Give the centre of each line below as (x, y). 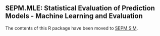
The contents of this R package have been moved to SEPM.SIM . (72, 28)
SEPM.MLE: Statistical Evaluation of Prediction (80, 8)
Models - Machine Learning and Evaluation (74, 16)
